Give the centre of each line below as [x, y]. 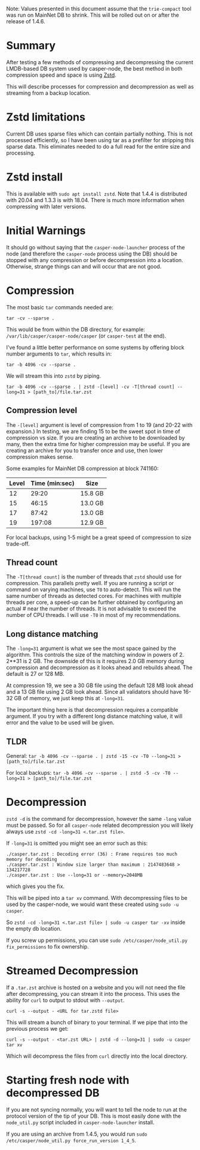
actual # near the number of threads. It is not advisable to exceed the [91, 609]
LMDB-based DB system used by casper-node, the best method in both [94, 68]
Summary [31, 46]
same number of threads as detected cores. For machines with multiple [94, 596]
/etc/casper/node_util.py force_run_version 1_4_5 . [71, 1140]
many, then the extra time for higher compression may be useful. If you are [98, 444]
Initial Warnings [46, 231]
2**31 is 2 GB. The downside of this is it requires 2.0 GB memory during [95, 661]
